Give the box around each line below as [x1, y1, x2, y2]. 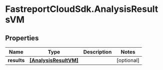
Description [83, 49, 112, 55]
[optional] [116, 57, 140, 64]
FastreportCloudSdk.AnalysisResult [5, 3, 158, 15]
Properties [5, 34, 39, 42]
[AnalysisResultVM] [29, 57, 78, 64]
